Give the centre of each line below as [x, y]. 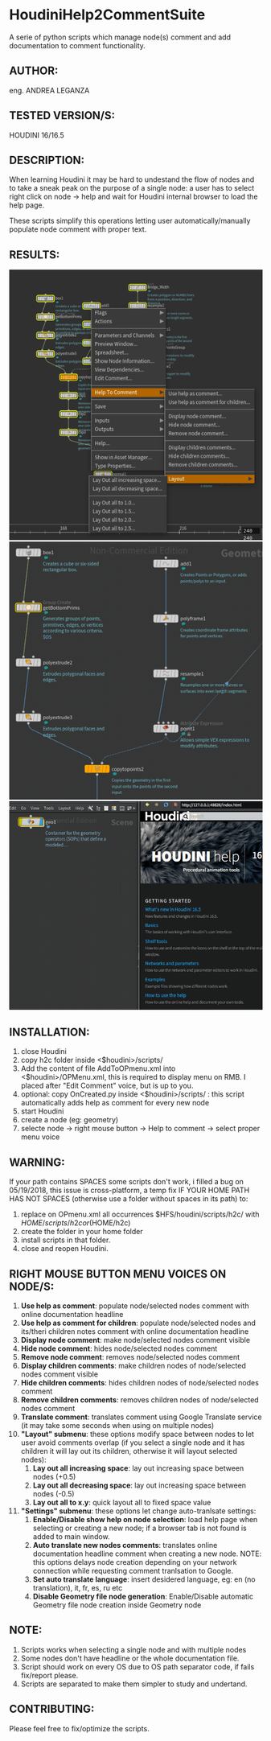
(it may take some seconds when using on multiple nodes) [117, 1426]
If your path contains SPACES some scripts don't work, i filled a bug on [127, 1182]
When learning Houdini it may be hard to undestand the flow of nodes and [132, 179]
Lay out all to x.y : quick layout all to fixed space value [122, 1503]
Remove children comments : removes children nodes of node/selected [140, 1400]
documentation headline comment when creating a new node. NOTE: [147, 1554]
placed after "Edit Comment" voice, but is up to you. [107, 1086]
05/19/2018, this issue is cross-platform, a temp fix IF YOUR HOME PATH [129, 1190]
